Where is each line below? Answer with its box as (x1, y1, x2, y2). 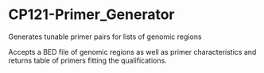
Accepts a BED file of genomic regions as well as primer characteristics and (8, 47, 257, 56)
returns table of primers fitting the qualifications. (8, 56, 167, 65)
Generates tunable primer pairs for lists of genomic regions (8, 32, 202, 41)
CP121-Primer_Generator (8, 6, 175, 24)
